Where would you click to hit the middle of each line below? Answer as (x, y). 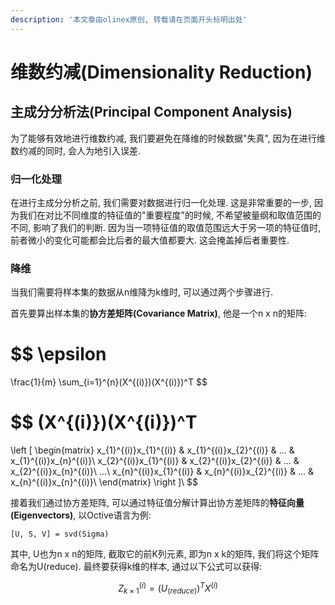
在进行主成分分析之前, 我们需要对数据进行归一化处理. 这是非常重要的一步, (161, 202)
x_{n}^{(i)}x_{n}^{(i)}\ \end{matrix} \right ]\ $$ (104, 482)
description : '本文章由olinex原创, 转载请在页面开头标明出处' (129, 19)
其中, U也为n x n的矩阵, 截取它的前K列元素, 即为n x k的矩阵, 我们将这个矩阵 (165, 554)
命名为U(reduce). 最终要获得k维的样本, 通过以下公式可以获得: (136, 567)
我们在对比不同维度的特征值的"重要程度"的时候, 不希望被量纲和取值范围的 (170, 215)
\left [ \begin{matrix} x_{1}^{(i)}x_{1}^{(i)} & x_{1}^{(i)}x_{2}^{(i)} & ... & (152, 450)
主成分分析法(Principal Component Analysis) (151, 112)
